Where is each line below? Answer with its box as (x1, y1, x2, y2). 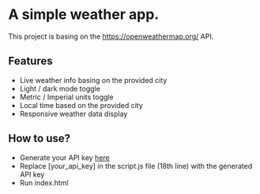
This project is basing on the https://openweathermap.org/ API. (8, 32, 214, 41)
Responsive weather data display (19, 109, 128, 118)
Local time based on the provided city (19, 100, 144, 110)
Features (8, 54, 53, 68)
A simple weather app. (8, 6, 160, 24)
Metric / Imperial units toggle (19, 92, 114, 102)
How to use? (8, 132, 71, 145)
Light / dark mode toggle (19, 84, 100, 93)
